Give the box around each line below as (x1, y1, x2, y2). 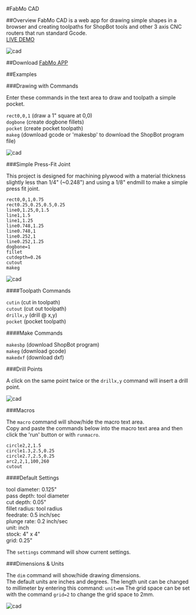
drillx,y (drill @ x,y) (6, 311, 58, 319)
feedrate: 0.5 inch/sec (6, 511, 61, 518)
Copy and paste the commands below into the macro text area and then (6, 425, 183, 431)
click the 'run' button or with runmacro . (6, 431, 100, 438)
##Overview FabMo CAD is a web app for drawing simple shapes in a (6, 17, 177, 23)
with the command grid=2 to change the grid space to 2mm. (6, 591, 154, 598)
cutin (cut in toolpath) (6, 299, 61, 305)
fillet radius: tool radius (6, 505, 63, 512)
